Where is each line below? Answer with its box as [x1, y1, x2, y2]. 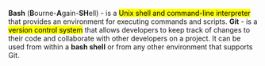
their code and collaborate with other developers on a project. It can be [8, 33, 241, 43]
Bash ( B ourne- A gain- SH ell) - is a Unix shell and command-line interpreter [8, 9, 252, 17]
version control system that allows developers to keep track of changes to [8, 25, 251, 34]
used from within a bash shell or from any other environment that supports [8, 42, 253, 52]
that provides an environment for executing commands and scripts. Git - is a [8, 17, 258, 26]
